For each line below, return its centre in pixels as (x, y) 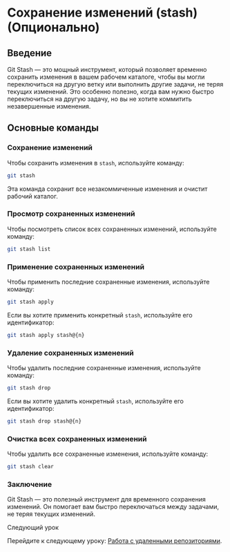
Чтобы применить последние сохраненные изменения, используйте (108, 282)
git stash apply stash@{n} (46, 335)
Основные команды (53, 128)
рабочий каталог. (33, 196)
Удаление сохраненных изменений (70, 353)
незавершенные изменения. (49, 106)
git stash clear (30, 467)
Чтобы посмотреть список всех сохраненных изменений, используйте (112, 229)
